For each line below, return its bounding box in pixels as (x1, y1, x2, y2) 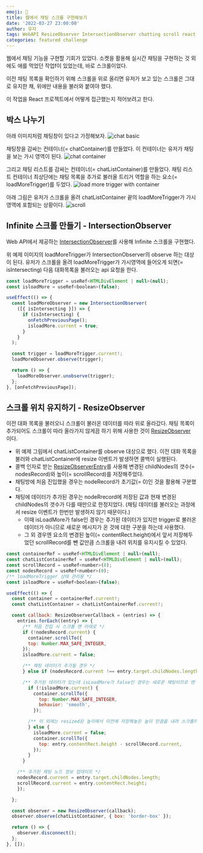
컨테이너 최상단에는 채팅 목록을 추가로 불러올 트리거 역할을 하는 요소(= (12, 173, 178, 180)
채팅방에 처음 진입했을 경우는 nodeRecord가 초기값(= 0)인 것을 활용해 (14, 478, 181, 485)
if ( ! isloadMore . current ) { (28, 685, 98, 691)
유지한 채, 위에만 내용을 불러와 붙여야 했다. (12, 83, 113, 90)
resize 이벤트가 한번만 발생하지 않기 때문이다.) (21, 508, 131, 516)
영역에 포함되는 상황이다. (6, 201, 65, 208)
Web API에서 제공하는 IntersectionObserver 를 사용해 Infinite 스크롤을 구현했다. (6, 238, 195, 245)
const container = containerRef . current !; (11, 596, 120, 602)
